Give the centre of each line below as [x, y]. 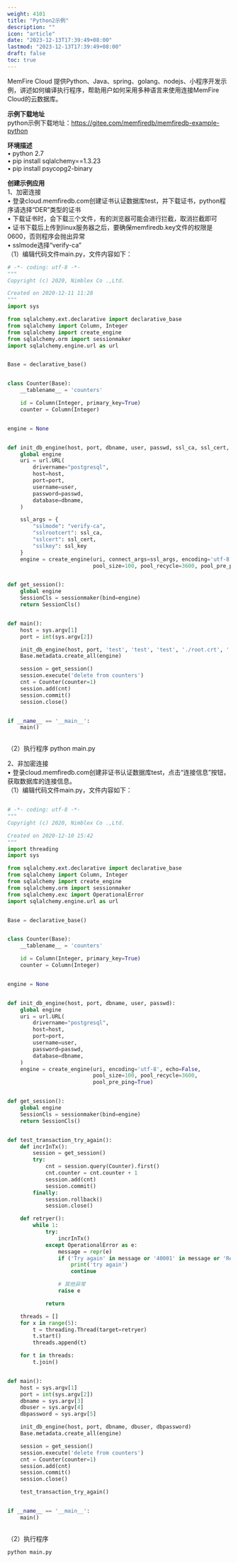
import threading [33, 849]
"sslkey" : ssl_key [60, 546]
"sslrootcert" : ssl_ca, [68, 533]
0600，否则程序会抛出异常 [46, 236]
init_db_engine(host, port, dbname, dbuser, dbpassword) [106, 1427]
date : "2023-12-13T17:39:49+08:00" [60, 40]
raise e [69, 1291]
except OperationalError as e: [91, 1245]
